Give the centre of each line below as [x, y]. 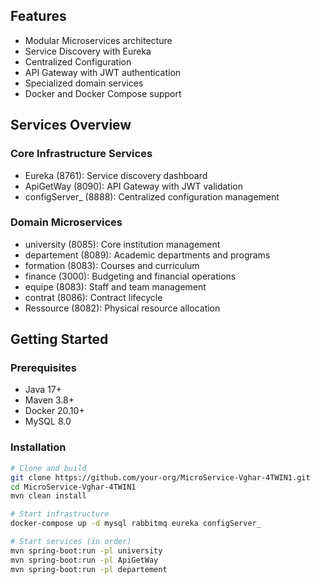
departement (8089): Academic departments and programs [147, 255]
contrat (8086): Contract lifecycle [93, 297]
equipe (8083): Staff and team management [115, 286]
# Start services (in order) [71, 542]
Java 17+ [43, 390]
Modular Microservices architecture [98, 40]
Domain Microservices [66, 222]
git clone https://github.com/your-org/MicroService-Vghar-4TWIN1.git [160, 477]
